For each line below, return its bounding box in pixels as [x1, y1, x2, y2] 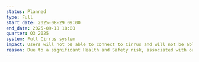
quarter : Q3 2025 [6, 31, 49, 37]
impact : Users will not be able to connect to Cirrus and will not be [6, 42, 184, 48]
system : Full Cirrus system [6, 36, 76, 42]
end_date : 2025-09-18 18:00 [6, 25, 76, 31]
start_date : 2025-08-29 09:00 [6, 19, 81, 25]
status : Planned [6, 8, 46, 15]
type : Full [6, 14, 33, 20]
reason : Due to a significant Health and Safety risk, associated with [6, 47, 187, 53]
